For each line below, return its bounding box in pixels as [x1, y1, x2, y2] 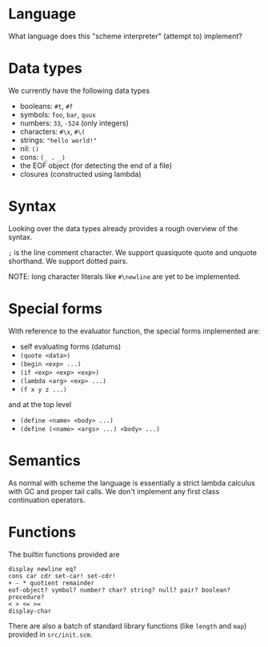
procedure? [8, 593, 45, 601]
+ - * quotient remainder [8, 579, 94, 587]
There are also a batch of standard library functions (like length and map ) [8, 621, 247, 630]
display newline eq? [8, 565, 78, 573]
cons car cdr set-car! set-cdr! [8, 572, 116, 580]
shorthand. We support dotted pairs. [8, 256, 128, 266]
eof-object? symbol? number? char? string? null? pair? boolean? [8, 585, 230, 594]
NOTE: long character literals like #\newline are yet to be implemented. [8, 271, 242, 281]
